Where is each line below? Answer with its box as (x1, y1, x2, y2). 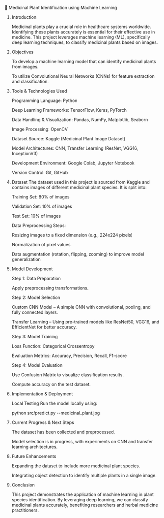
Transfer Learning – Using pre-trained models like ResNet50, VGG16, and (11, 319, 160, 324)
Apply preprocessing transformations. (11, 285, 89, 291)
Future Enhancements (11, 453, 56, 459)
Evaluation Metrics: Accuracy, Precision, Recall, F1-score (11, 353, 127, 358)
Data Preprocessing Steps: (11, 223, 66, 228)
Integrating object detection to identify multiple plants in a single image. (11, 473, 157, 478)
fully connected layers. (11, 309, 58, 315)
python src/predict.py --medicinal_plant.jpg (11, 410, 100, 416)
